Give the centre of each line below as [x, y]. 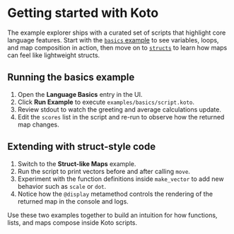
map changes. [39, 124]
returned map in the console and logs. [73, 201]
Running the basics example [71, 77]
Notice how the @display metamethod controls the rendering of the [115, 194]
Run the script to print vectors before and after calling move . [104, 171]
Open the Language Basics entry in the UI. [80, 94]
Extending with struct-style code [82, 147]
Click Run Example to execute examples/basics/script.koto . [106, 102]
